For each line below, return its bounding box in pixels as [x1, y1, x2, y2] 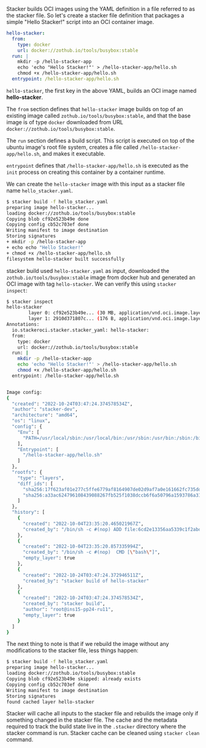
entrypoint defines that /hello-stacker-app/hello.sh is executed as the [6, 162, 189, 169]
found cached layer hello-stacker [6, 699, 95, 705]
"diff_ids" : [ [17, 481, 53, 487]
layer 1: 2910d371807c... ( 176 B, [28, 316, 116, 322]
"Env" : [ [17, 429, 40, 435]
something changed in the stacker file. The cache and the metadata [6, 716, 178, 724]
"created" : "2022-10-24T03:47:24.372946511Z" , [22, 572, 144, 578]
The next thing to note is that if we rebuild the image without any [6, 640, 169, 648]
